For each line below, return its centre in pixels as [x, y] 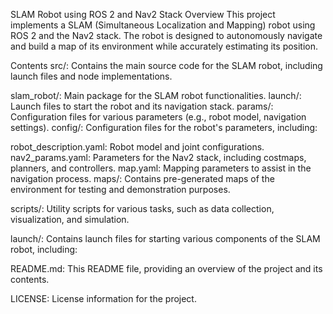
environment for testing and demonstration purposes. [120, 189]
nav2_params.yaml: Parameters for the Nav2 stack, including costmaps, [158, 157]
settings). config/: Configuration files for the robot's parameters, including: [164, 127]
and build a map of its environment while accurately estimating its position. [164, 46]
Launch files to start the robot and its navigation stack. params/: [142, 106]
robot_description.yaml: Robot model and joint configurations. [137, 147]
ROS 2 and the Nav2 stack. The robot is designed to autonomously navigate [166, 35]
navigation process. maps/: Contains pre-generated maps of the [142, 178]
